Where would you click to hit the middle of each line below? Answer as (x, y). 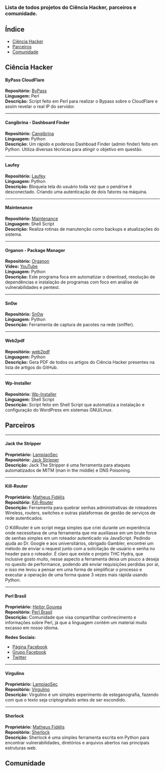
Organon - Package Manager (35, 250)
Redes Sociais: (20, 637)
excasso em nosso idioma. (32, 628)
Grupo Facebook (29, 652)
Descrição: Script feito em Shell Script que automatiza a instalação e (75, 404)
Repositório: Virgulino (27, 690)
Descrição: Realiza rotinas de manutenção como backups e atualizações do (82, 229)
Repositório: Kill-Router (29, 502)
